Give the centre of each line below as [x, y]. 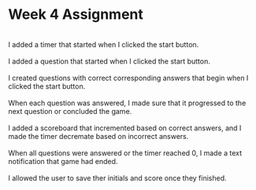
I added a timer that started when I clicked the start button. [104, 44]
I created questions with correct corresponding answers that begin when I [128, 78]
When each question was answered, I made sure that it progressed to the [127, 103]
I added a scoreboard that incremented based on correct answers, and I [125, 128]
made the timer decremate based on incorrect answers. [98, 136]
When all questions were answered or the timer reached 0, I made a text [125, 153]
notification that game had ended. [63, 161]
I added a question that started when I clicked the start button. [109, 61]
